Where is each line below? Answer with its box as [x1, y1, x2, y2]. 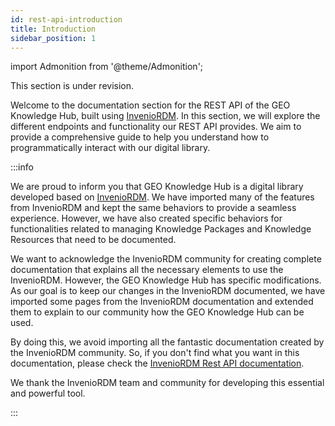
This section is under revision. [10, 80, 135, 92]
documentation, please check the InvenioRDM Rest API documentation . [10, 357, 305, 370]
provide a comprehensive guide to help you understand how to [10, 131, 270, 143]
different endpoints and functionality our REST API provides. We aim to [10, 121, 302, 133]
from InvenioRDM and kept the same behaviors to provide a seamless [10, 202, 297, 214]
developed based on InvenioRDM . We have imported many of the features [10, 191, 315, 203]
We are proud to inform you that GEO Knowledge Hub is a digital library [10, 181, 304, 193]
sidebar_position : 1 [10, 33, 97, 43]
